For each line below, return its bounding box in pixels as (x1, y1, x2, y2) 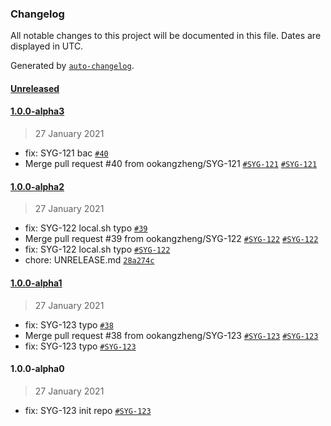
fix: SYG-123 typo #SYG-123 (24, 340, 137, 352)
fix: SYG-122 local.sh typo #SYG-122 (24, 243, 171, 256)
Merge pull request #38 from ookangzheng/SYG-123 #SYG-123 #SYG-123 (24, 329, 319, 341)
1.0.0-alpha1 (10, 277, 63, 289)
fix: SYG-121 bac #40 (24, 147, 109, 159)
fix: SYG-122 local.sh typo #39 (24, 222, 148, 234)
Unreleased (10, 82, 60, 94)
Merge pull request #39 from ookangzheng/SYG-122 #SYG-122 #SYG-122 (24, 233, 319, 245)
